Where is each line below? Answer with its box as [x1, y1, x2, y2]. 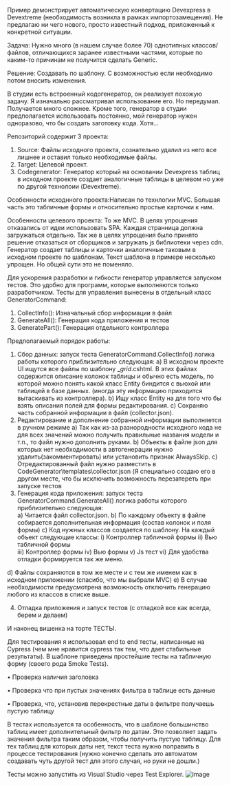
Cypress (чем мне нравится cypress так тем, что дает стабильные [7, 645, 201, 653]
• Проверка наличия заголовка [7, 673, 99, 681]
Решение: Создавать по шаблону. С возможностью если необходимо [7, 69, 213, 77]
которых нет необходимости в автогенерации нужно [16, 446, 173, 453]
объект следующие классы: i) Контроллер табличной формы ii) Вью [16, 533, 218, 541]
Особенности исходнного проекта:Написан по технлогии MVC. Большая [7, 196, 221, 204]
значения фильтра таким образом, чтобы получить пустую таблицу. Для [7, 735, 221, 743]
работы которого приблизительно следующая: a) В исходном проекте [16, 357, 224, 366]
